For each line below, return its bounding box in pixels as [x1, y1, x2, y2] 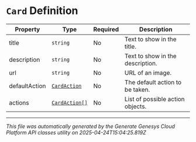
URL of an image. [124, 68, 172, 77]
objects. [124, 102, 147, 110]
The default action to [124, 78, 182, 86]
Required [93, 25, 120, 33]
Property [15, 25, 40, 33]
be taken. [124, 85, 150, 93]
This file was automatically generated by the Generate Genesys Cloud [6, 123, 175, 130]
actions [9, 98, 29, 106]
